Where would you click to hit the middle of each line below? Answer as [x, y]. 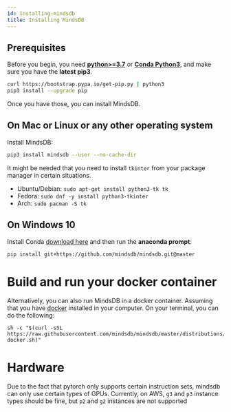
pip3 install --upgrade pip [47, 91]
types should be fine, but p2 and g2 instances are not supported [97, 401]
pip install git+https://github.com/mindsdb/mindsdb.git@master [101, 254]
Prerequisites [36, 48]
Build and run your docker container [112, 281]
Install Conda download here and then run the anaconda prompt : [100, 241]
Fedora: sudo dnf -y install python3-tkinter [83, 196]
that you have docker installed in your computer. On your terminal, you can [113, 308]
